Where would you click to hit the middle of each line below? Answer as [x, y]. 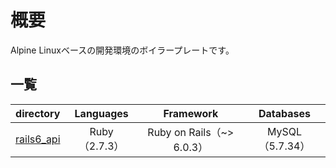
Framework [191, 113]
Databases [284, 113]
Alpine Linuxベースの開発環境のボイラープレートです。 [122, 50]
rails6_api [38, 139]
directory [38, 113]
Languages [101, 113]
